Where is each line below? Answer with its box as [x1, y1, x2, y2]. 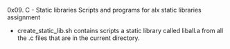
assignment [7, 13, 41, 21]
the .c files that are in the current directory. [17, 34, 140, 42]
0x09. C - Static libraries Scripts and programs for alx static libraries [7, 6, 202, 14]
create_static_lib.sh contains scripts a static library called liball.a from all [17, 27, 224, 35]
